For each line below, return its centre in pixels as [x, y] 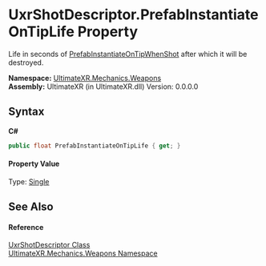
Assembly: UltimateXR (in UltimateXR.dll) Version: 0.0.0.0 [103, 87]
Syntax [26, 112]
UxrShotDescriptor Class [49, 245]
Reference [26, 227]
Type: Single [29, 181]
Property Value [34, 164]
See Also [31, 207]
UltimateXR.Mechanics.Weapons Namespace [83, 253]
